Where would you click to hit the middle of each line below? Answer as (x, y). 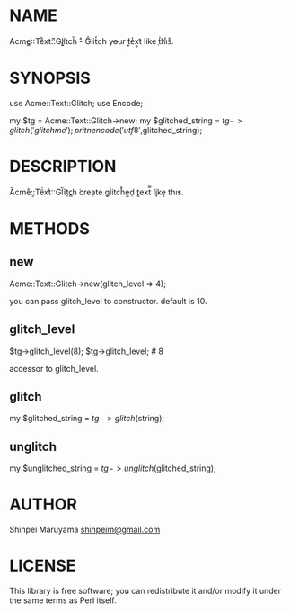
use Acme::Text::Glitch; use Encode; (76, 103)
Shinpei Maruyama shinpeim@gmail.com (85, 530)
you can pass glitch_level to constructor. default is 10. (109, 301)
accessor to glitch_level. (54, 368)
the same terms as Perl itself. (63, 600)
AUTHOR (44, 505)
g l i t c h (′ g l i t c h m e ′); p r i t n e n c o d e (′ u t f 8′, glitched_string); (106, 130)
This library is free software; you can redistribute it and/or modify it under (145, 591)
